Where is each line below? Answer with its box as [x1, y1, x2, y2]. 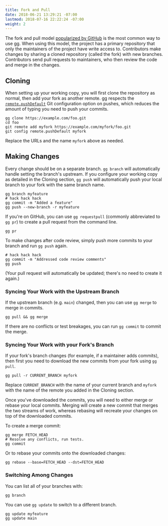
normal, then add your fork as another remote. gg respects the [5, 95, 134, 101]
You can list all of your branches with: [5, 483, 83, 489]
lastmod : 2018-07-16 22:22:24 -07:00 [5, 17, 84, 22]
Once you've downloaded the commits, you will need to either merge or [5, 397, 153, 403]
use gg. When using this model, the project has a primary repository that [5, 41, 155, 47]
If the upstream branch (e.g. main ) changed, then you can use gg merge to [5, 299, 157, 306]
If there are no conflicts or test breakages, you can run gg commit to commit [5, 323, 161, 330]
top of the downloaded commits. [5, 413, 73, 419]
